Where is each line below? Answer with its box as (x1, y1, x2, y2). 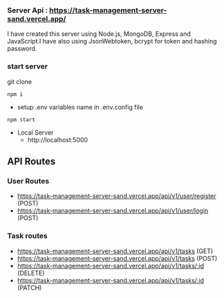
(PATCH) (17, 284, 42, 292)
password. (7, 44, 37, 53)
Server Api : (7, 6, 48, 15)
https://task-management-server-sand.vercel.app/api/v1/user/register (17, 192, 216, 200)
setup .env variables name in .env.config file (17, 103, 144, 111)
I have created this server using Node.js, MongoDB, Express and (7, 30, 192, 38)
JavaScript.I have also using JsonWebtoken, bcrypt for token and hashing (7, 37, 217, 46)
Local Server (17, 128, 54, 137)
